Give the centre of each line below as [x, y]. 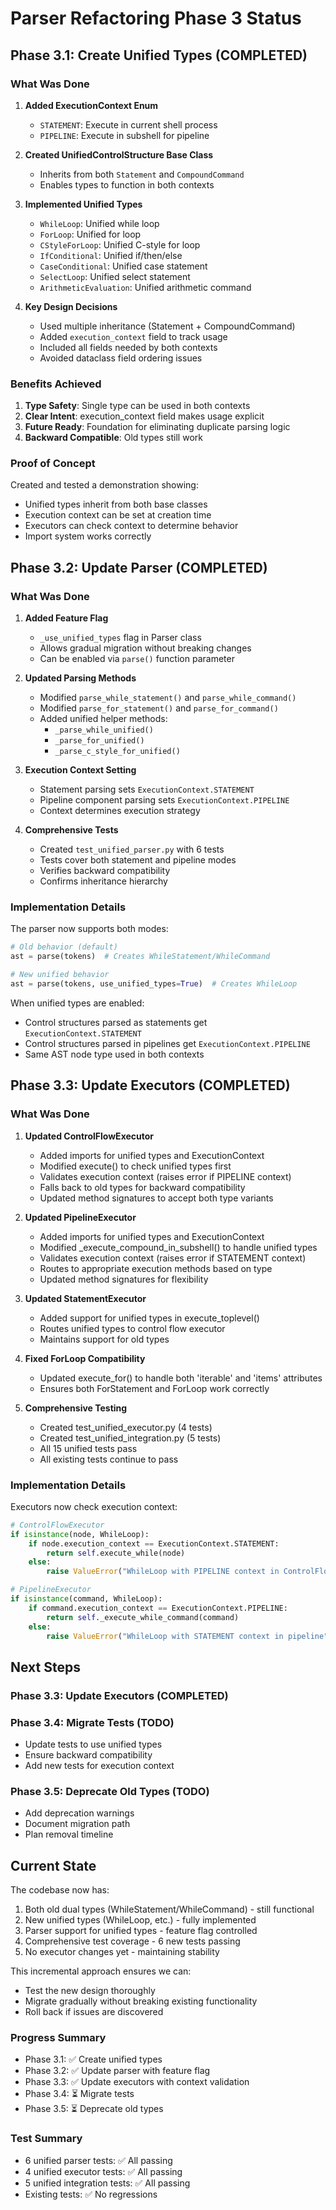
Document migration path [77, 1824]
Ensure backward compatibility [88, 1755]
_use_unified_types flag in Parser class [120, 638]
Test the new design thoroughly [90, 1991]
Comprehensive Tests [71, 830]
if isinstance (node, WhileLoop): [80, 1534]
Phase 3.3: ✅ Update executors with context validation [137, 2082]
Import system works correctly [88, 536]
